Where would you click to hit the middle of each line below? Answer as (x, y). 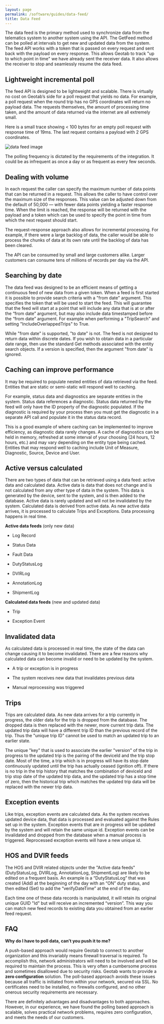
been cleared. (19, 245)
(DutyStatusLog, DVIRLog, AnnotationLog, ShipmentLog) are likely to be (78, 873)
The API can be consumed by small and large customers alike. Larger (75, 255)
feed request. (19, 913)
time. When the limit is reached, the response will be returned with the (76, 210)
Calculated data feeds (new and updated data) (53, 602)
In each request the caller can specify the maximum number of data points (80, 189)
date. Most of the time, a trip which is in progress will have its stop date (77, 761)
